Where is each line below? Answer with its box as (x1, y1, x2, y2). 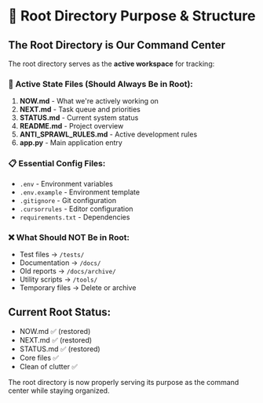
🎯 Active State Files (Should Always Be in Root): (8, 78, 194, 89)
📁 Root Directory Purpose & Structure (8, 7, 256, 25)
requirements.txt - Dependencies (19, 212, 130, 222)
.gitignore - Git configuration (19, 195, 116, 205)
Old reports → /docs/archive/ (19, 266, 116, 275)
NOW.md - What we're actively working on (19, 96, 159, 106)
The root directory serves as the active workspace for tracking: (8, 59, 215, 68)
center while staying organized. (8, 386, 110, 395)
